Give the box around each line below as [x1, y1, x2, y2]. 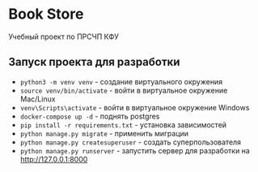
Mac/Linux [19, 94, 56, 104]
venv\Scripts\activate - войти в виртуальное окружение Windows [19, 102, 250, 112]
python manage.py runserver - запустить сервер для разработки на [19, 145, 251, 155]
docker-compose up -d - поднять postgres [19, 111, 160, 121]
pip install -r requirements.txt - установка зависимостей [19, 119, 227, 130]
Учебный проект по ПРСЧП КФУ [8, 32, 119, 41]
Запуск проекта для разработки [8, 55, 180, 69]
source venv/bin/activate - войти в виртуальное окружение [19, 85, 228, 95]
